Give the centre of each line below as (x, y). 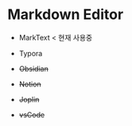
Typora (31, 53)
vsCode (32, 115)
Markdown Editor (66, 15)
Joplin (29, 99)
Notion (30, 84)
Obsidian (33, 68)
